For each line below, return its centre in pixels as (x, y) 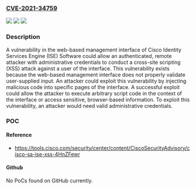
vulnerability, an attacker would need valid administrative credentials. (89, 106)
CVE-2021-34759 (32, 8)
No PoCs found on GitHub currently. (49, 181)
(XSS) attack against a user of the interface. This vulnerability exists (88, 68)
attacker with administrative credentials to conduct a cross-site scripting (93, 62)
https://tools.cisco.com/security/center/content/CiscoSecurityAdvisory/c (102, 148)
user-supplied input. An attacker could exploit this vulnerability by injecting (96, 81)
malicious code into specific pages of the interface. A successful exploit (93, 87)
